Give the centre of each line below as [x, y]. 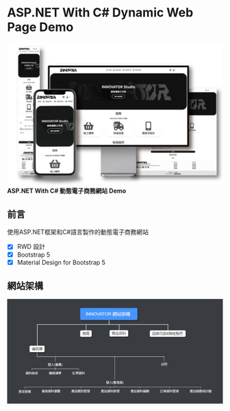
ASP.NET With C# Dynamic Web [100, 13]
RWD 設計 [31, 247]
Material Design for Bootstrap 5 [61, 262]
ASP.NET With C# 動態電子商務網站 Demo [67, 191]
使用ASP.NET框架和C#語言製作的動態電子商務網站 [78, 232]
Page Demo [40, 27]
